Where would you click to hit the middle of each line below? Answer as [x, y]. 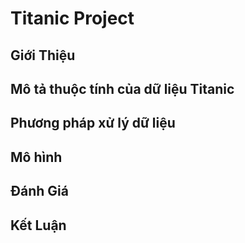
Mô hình [36, 157]
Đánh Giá [39, 191]
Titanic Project [72, 18]
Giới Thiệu [43, 55]
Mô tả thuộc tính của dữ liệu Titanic [122, 88]
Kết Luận [38, 225]
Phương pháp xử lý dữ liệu [93, 123]
